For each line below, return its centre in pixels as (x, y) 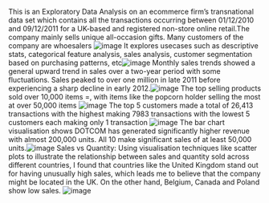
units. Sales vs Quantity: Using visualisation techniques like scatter (133, 148)
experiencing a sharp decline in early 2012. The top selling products (135, 88)
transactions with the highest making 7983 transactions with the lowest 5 (129, 114)
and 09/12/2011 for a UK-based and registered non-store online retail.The (129, 28)
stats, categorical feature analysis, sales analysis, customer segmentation (130, 54)
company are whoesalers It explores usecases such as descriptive (133, 46)
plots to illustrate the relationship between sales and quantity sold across (129, 156)
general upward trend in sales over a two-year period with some (114, 71)
